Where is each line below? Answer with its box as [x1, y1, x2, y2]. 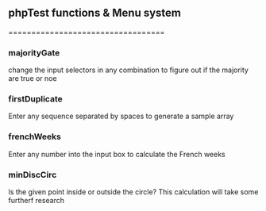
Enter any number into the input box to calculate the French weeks [8, 149, 226, 159]
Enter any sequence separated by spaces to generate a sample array [8, 111, 234, 121]
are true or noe [8, 74, 57, 83]
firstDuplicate [8, 94, 63, 105]
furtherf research [8, 196, 65, 205]
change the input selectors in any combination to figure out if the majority [8, 65, 249, 75]
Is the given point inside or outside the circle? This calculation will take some [8, 187, 259, 197]
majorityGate [8, 47, 60, 58]
